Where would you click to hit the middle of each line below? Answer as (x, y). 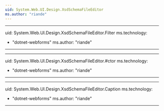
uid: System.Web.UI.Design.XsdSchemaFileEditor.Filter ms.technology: (76, 33)
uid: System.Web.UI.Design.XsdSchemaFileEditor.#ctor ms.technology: (76, 61)
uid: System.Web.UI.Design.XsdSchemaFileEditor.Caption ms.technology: (79, 89)
